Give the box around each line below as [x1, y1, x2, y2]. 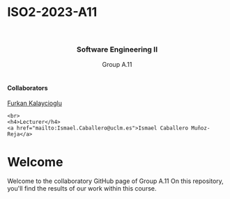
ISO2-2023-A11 [7, 4, 98, 20]
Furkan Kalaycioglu [7, 99, 63, 108]
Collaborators [7, 83, 48, 92]
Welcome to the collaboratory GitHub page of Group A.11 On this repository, [7, 177, 224, 185]
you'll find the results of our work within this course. [7, 184, 157, 193]
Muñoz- [191, 125, 210, 132]
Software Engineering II [76, 45, 158, 54]
